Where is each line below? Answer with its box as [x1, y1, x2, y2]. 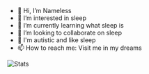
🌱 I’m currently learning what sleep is [17, 21, 124, 29]
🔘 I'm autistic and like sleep [17, 36, 96, 44]
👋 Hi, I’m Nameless [17, 7, 72, 15]
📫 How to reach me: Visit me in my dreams [17, 44, 142, 52]
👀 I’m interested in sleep [17, 14, 87, 22]
